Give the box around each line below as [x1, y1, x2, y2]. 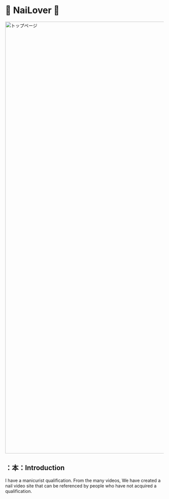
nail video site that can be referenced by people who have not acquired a [5, 482, 157, 489]
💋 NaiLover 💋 [5, 5, 60, 16]
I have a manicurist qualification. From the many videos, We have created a [5, 477, 161, 483]
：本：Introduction [5, 464, 65, 472]
